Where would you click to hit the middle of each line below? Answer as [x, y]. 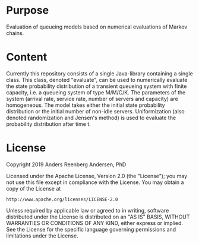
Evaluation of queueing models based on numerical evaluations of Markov [97, 27]
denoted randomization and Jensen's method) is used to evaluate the [91, 118]
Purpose [28, 10]
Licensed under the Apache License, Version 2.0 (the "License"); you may [97, 176]
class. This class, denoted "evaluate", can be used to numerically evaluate [97, 80]
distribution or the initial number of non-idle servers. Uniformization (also [96, 111]
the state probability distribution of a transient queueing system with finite [97, 86]
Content [27, 57]
